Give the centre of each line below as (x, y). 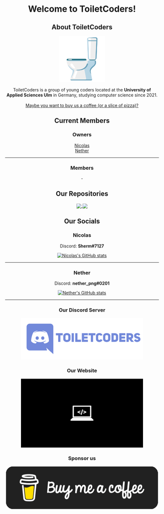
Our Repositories (82, 194)
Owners (82, 134)
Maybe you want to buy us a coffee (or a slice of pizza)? (82, 105)
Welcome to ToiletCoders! (82, 9)
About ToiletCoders (82, 27)
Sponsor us (82, 458)
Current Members (82, 121)
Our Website (82, 371)
